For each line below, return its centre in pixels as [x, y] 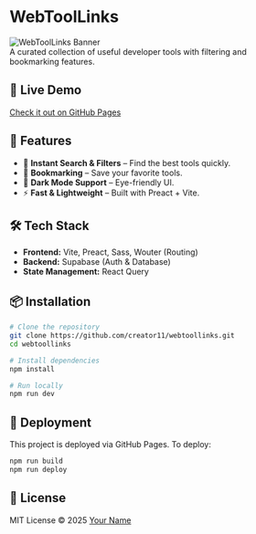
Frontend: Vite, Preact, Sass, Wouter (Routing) [110, 252]
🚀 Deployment [50, 422]
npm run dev [32, 394]
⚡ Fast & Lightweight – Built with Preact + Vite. [111, 193]
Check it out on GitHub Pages [65, 112]
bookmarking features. [52, 61]
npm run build [37, 461]
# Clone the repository [55, 327]
